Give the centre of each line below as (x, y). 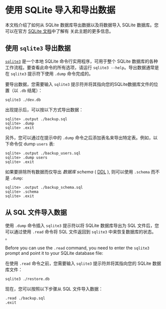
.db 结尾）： (31, 90)
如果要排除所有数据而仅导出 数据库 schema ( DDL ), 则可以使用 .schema (78, 171)
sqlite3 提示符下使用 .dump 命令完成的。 (52, 74)
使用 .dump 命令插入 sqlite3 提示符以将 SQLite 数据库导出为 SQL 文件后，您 (82, 225)
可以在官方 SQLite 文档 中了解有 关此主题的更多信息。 (59, 31)
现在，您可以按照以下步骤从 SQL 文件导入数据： (54, 289)
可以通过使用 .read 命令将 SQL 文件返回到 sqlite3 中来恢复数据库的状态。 (81, 232)
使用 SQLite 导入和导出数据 (60, 10)
